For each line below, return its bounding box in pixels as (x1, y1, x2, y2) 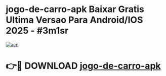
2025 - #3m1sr (6, 25, 69, 36)
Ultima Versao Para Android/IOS (6, 14, 143, 26)
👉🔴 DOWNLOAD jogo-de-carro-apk (6, 60, 161, 71)
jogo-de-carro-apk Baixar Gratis (6, 4, 145, 15)
